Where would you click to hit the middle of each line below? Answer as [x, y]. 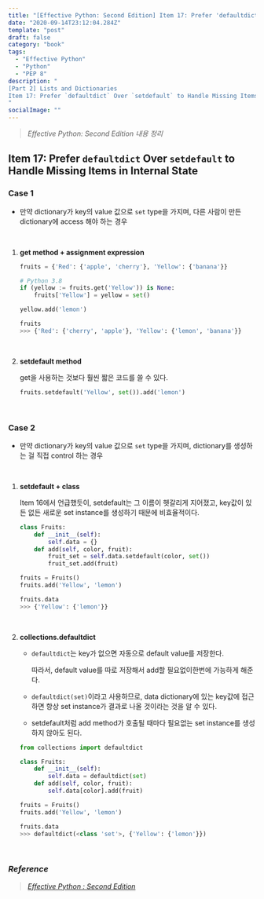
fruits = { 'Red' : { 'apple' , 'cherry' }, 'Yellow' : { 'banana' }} [123, 267]
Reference [28, 869]
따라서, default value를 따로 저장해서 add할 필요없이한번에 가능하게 [135, 670]
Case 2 [22, 427]
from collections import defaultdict [81, 747]
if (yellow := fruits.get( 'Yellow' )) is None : [97, 288]
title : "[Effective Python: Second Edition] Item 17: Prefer [110, 15]
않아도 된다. [64, 733]
